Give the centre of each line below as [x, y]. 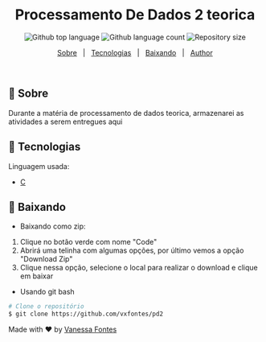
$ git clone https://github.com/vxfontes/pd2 [86, 314]
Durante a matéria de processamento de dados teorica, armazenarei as [126, 113]
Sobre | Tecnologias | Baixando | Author [135, 52]
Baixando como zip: [53, 226]
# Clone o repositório [46, 307]
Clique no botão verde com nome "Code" [88, 242]
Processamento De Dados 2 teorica [135, 15]
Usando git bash [47, 292]
